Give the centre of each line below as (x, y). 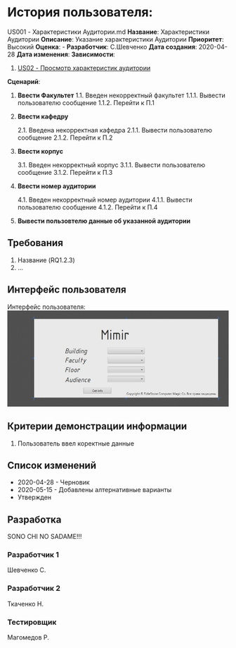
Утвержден (34, 497)
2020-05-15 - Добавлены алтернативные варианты (94, 490)
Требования (35, 243)
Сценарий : (24, 81)
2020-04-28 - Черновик (53, 482)
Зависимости (92, 54)
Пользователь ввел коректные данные (76, 443)
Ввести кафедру (43, 116)
